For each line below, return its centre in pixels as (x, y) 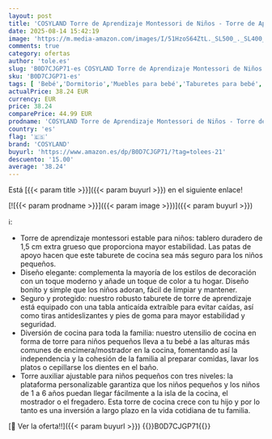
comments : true (34, 46)
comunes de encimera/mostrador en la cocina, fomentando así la (129, 351)
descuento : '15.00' (41, 159)
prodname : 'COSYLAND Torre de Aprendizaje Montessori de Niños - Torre (132, 122)
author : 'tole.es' (39, 62)
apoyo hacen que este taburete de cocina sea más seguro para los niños (141, 256)
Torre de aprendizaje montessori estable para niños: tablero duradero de (141, 238)
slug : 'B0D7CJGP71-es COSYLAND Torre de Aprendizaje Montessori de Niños (136, 69)
